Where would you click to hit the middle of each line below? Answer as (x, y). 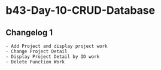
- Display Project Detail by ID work (53, 57)
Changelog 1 (29, 33)
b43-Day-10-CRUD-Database (80, 10)
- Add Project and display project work (57, 46)
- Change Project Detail (37, 51)
